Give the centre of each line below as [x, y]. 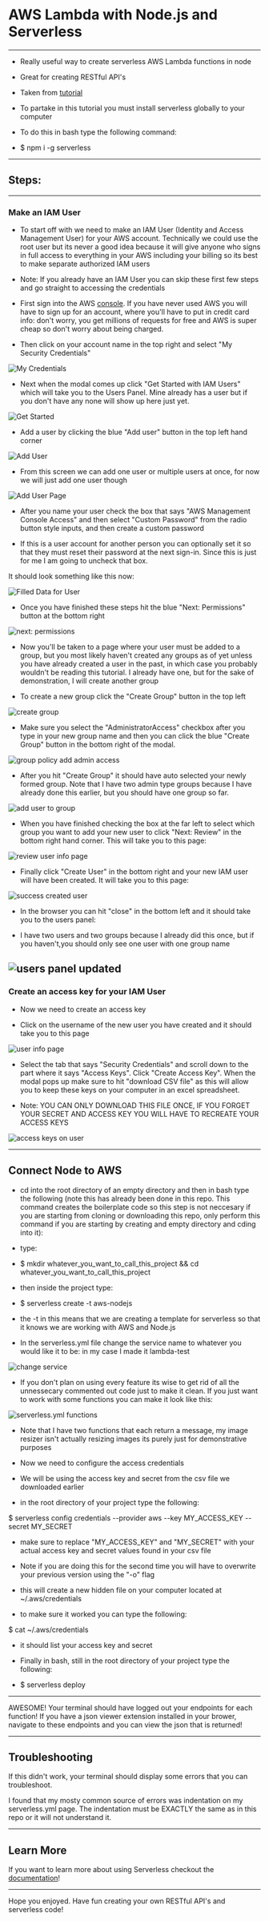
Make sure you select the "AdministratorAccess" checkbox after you [132, 727]
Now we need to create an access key [83, 1009]
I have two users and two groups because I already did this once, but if [137, 936]
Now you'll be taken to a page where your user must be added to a [130, 647]
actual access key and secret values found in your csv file [115, 1550]
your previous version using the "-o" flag [87, 1574]
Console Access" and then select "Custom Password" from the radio [133, 520]
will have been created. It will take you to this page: [104, 880]
